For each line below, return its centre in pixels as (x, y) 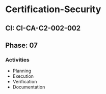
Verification (25, 82)
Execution (23, 76)
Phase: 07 (22, 45)
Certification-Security (53, 9)
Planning (22, 71)
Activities (17, 59)
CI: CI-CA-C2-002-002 (43, 28)
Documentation (29, 87)
